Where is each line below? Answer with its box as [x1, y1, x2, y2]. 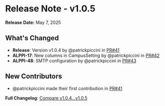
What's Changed [5, 34, 59, 42]
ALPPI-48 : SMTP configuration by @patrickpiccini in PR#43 [12, 58, 136, 64]
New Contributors [5, 72, 62, 81]
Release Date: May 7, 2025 [5, 19, 61, 25]
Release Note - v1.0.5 [5, 3, 96, 14]
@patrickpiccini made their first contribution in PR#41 [12, 85, 122, 91]
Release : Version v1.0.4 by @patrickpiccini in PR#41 [12, 47, 120, 53]
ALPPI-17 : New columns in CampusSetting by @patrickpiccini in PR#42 [12, 52, 160, 58]
